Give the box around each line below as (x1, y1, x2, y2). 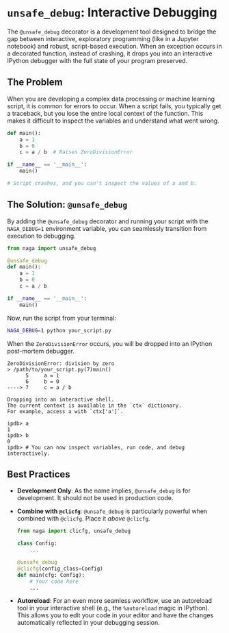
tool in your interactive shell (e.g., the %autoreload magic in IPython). (16, 604, 210, 612)
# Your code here (29, 578, 79, 585)
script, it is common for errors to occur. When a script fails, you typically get (7, 101, 221, 110)
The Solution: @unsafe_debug (7, 199, 128, 210)
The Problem (7, 77, 63, 88)
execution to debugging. (7, 232, 77, 240)
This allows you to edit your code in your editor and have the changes (16, 611, 214, 619)
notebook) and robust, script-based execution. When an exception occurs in (7, 42, 222, 50)
